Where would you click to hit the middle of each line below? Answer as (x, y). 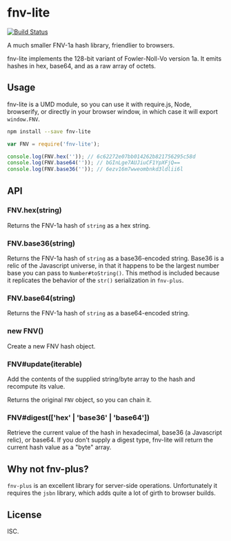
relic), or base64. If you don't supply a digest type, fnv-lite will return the (110, 440)
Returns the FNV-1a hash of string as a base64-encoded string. (98, 313)
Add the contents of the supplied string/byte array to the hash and (101, 379)
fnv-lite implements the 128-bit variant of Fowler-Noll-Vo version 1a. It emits (114, 58)
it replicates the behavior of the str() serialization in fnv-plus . (96, 280)
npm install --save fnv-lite (49, 131)
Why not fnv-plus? (48, 469)
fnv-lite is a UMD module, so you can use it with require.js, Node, (99, 104)
